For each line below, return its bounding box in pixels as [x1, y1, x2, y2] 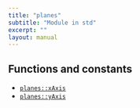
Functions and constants [8, 62, 133, 75]
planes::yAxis [19, 93, 66, 101]
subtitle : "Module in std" [8, 19, 97, 27]
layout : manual [8, 33, 58, 41]
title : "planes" [8, 11, 61, 20]
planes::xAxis [19, 85, 66, 92]
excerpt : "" [8, 26, 47, 34]
